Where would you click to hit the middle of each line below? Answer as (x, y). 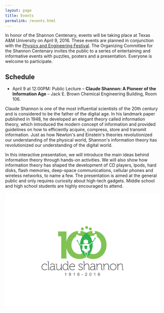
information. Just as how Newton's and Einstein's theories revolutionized (79, 135)
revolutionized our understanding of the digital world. (59, 145)
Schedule (20, 77)
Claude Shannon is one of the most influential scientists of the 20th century (82, 109)
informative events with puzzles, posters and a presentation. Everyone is (79, 56)
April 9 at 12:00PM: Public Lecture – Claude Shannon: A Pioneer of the (84, 89)
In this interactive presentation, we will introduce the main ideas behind (77, 155)
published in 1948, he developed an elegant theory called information (75, 119)
